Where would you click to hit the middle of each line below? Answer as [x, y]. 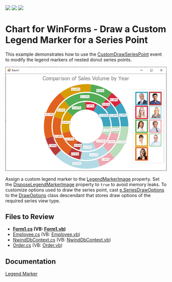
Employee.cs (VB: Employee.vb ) [46, 234]
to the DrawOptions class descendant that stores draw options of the [78, 195]
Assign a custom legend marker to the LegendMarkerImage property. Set [82, 179]
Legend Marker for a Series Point [77, 40]
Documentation [31, 261]
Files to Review [30, 217]
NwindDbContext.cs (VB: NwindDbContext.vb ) [62, 240]
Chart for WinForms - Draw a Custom [86, 29]
